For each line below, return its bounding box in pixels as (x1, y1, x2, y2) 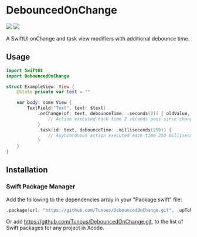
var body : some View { (16, 100, 72, 106)
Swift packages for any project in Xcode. (6, 224, 104, 231)
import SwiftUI (6, 67, 43, 73)
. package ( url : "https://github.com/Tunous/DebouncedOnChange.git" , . (6, 207, 180, 213)
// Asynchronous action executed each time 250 (47, 133, 167, 138)
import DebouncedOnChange (6, 73, 69, 79)
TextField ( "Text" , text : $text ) (27, 105, 107, 111)
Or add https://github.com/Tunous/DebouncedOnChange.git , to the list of (6, 218, 184, 225)
